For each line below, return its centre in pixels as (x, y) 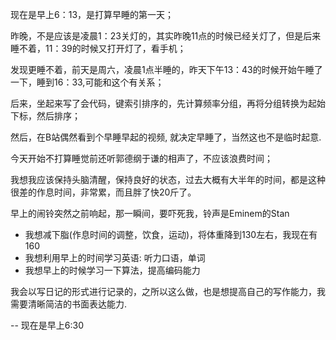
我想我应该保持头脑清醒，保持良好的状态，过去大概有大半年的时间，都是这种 (168, 179)
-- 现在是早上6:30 (47, 325)
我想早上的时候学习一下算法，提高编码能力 (112, 270)
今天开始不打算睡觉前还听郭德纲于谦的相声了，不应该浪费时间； (141, 158)
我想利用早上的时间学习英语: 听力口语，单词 (115, 257)
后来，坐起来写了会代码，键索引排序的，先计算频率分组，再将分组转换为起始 (168, 103)
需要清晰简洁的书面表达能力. (69, 304)
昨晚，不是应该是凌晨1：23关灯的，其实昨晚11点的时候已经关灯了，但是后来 (166, 36)
